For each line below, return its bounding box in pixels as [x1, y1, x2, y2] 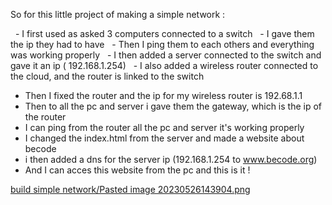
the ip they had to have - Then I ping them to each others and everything [10, 39, 315, 50]
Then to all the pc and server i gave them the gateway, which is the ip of [24, 100, 323, 112]
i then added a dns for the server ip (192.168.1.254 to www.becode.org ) [24, 154, 318, 165]
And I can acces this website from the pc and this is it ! [24, 164, 251, 176]
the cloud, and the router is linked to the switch [10, 70, 205, 82]
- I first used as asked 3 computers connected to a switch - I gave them [14, 28, 315, 39]
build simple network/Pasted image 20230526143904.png [10, 184, 251, 195]
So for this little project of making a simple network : [10, 9, 226, 20]
